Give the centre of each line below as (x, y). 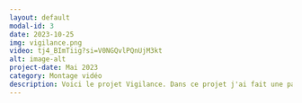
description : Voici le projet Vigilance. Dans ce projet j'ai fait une (146, 84)
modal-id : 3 (31, 26)
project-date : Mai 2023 (54, 68)
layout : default (40, 17)
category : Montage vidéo (56, 76)
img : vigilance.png (46, 43)
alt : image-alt (38, 59)
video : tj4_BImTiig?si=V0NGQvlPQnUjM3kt (86, 51)
